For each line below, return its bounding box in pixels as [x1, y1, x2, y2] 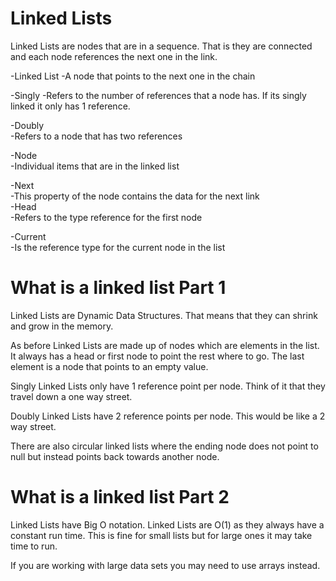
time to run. [10, 540, 58, 552]
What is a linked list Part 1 [10, 277, 227, 299]
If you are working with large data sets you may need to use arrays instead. [10, 559, 321, 571]
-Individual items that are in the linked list [10, 160, 180, 172]
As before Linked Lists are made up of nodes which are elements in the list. [10, 339, 320, 351]
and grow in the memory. [10, 320, 114, 332]
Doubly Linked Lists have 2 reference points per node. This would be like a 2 [10, 410, 326, 422]
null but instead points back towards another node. [10, 450, 220, 462]
